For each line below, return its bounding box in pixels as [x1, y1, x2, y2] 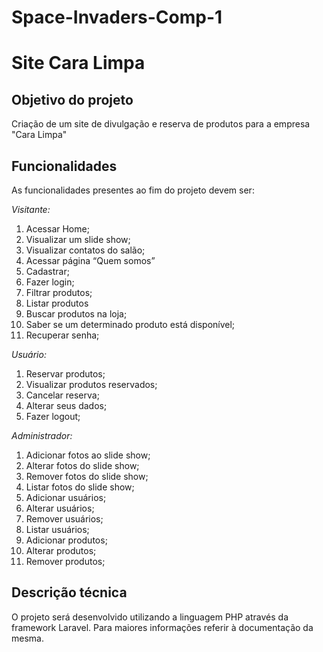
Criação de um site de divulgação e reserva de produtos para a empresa [11, 118, 311, 130]
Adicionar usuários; [25, 492, 107, 503]
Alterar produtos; [25, 545, 97, 556]
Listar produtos [25, 297, 89, 309]
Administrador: [11, 430, 73, 441]
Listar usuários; [25, 524, 90, 535]
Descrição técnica [11, 584, 128, 601]
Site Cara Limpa [11, 52, 146, 75]
